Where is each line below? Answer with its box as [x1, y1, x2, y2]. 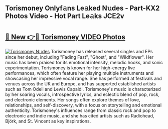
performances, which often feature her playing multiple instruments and [5, 70, 154, 76]
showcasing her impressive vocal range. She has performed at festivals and [5, 75, 162, 81]
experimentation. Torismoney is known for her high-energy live [5, 65, 135, 71]
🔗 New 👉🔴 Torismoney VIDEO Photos [5, 33, 125, 41]
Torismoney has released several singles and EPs [51, 49, 153, 54]
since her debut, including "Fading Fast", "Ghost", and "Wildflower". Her [5, 54, 154, 60]
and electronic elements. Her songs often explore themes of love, [5, 97, 140, 102]
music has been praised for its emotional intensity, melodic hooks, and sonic [5, 60, 163, 65]
